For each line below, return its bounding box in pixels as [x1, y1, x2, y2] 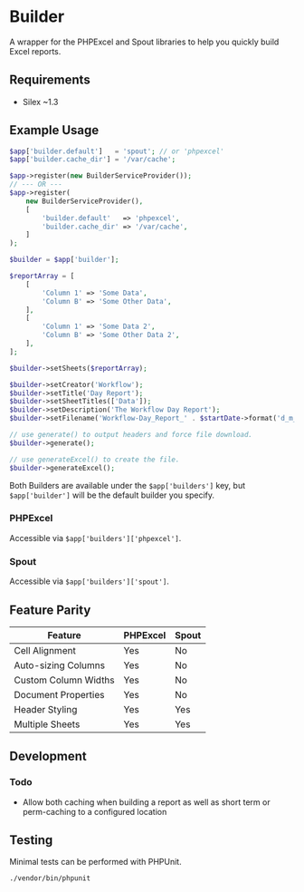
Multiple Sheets [14, 718, 81, 731]
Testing [9, 832, 53, 848]
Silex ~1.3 [22, 96, 59, 107]
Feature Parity [9, 602, 91, 617]
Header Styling [14, 703, 78, 715]
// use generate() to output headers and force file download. [9, 431, 253, 440]
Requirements [9, 73, 90, 88]
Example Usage [9, 122, 100, 138]
